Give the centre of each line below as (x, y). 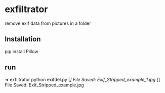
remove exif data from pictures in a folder (48, 23)
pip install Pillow (22, 51)
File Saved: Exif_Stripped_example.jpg (44, 85)
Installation (23, 39)
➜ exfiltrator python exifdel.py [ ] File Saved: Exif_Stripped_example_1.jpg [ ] (82, 79)
